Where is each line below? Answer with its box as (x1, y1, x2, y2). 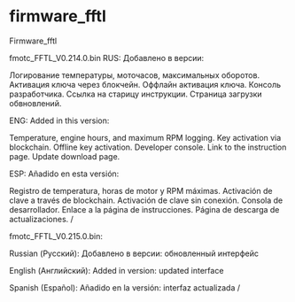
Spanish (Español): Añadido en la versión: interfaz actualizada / (9, 282, 241, 293)
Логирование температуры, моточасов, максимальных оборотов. (9, 69, 260, 81)
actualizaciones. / (9, 213, 74, 224)
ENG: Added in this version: (9, 115, 110, 126)
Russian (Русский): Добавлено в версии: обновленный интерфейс (9, 248, 260, 259)
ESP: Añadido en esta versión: (9, 168, 120, 179)
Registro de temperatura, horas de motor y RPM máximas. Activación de (9, 185, 273, 196)
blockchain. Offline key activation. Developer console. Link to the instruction (9, 142, 287, 152)
